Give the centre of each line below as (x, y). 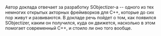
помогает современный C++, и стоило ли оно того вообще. (69, 28)
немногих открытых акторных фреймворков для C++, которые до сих (80, 12)
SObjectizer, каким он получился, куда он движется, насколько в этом (80, 23)
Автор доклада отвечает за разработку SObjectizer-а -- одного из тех (80, 7)
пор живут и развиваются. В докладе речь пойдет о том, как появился (80, 18)
